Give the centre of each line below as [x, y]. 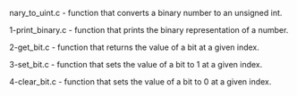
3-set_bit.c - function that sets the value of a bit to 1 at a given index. [136, 64]
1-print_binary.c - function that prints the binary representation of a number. [149, 30]
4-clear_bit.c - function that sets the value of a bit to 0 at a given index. [140, 82]
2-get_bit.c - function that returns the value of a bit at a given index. [134, 47]
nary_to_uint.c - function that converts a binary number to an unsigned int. [146, 13]
